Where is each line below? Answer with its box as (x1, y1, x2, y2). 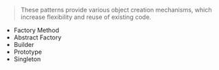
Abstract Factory (13, 33, 62, 41)
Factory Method (13, 27, 60, 34)
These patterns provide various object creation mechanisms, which (20, 6, 212, 14)
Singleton (13, 55, 41, 63)
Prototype (13, 48, 43, 56)
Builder (13, 41, 34, 48)
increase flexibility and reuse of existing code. (20, 13, 152, 21)
